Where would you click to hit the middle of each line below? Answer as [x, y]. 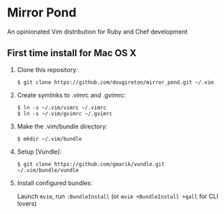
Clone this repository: [47, 69]
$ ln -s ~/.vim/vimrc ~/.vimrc [62, 108]
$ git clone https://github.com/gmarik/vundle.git [91, 164]
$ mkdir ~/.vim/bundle [49, 139]
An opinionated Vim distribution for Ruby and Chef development [97, 32]
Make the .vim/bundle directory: [62, 126]
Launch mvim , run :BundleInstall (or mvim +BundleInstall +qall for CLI [117, 196]
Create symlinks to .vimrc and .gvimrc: [71, 95]
